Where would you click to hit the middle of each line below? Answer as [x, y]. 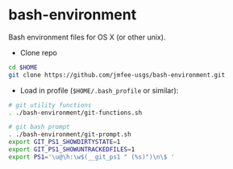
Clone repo [39, 52]
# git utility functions [50, 105]
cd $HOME [23, 67]
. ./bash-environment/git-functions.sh [75, 113]
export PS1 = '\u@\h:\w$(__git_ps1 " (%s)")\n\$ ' [92, 157]
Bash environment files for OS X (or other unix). [87, 37]
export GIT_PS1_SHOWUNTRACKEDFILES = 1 [72, 150]
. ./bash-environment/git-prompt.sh [70, 134]
